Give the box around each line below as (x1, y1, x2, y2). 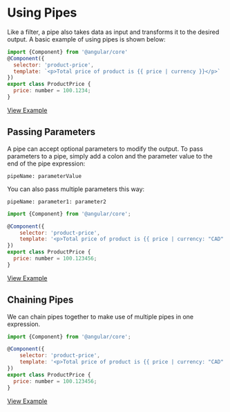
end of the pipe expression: (7, 159, 86, 168)
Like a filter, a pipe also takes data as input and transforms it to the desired (7, 28, 220, 36)
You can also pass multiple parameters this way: (7, 185, 145, 193)
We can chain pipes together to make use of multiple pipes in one (7, 312, 194, 321)
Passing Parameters (7, 126, 96, 138)
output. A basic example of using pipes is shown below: (7, 35, 166, 43)
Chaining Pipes (7, 294, 74, 306)
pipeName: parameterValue (7, 172, 82, 179)
